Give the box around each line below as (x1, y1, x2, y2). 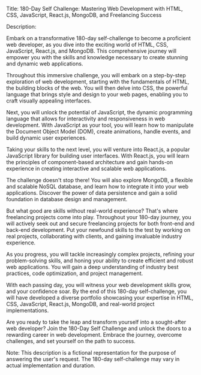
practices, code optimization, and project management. (6, 270, 143, 277)
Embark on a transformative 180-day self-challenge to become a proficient (6, 35, 191, 41)
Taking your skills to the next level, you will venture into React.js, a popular (6, 146, 190, 153)
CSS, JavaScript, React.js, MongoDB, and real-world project (6, 301, 155, 307)
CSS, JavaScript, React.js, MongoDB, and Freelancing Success (6, 11, 162, 19)
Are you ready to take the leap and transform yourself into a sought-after (6, 319, 187, 325)
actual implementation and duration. (6, 362, 95, 369)
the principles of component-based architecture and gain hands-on (6, 159, 173, 165)
